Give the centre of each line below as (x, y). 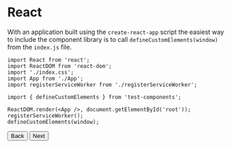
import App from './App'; (45, 79)
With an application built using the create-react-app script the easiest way (116, 32)
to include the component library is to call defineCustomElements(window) (113, 39)
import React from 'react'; (49, 60)
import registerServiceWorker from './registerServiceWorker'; (102, 85)
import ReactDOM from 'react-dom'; (60, 66)
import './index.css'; (41, 72)
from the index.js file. (40, 47)
